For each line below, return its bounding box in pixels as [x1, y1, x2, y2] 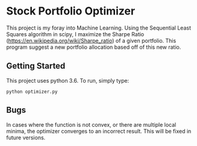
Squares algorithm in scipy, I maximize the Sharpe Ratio [6, 30, 145, 37]
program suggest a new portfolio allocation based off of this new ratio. [6, 43, 181, 51]
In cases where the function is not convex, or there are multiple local [6, 121, 177, 128]
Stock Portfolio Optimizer [6, 4, 136, 18]
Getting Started [6, 61, 66, 71]
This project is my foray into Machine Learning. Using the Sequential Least [6, 24, 192, 31]
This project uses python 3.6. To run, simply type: [6, 77, 130, 84]
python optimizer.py [6, 89, 58, 95]
